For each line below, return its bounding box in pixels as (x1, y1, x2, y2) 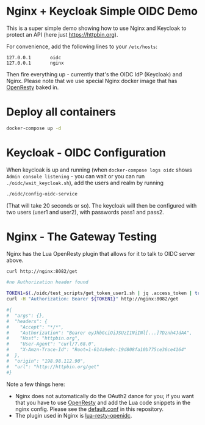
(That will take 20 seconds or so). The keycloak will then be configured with (6, 202, 197, 209)
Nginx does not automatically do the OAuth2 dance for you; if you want (15, 392, 194, 399)
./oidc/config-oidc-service (6, 191, 78, 197)
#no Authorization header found (6, 279, 88, 285)
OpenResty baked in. (6, 84, 59, 91)
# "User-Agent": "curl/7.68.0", (6, 341, 97, 347)
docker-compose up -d (6, 125, 62, 131)
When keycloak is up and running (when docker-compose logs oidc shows (6, 166, 192, 173)
